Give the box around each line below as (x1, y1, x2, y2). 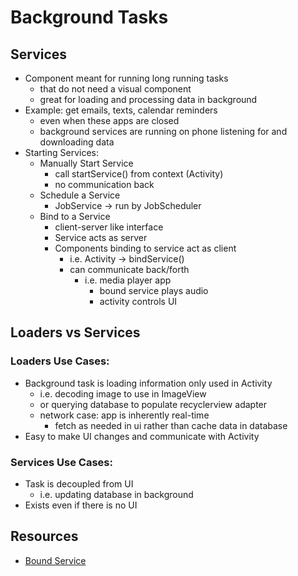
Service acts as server (54, 232, 148, 243)
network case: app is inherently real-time (39, 409, 210, 421)
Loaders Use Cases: (10, 354, 110, 368)
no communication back (54, 179, 155, 190)
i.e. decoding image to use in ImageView (39, 387, 207, 400)
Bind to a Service (39, 211, 111, 222)
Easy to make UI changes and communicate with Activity (24, 430, 260, 442)
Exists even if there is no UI (24, 499, 138, 511)
